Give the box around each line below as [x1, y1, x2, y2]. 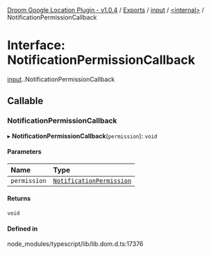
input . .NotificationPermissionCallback [7, 75, 115, 83]
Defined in [7, 225, 38, 233]
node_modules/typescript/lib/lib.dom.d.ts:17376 [7, 240, 144, 248]
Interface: [7, 37, 66, 53]
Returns [7, 194, 31, 203]
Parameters [7, 148, 42, 156]
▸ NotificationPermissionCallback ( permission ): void [7, 132, 158, 140]
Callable [7, 95, 44, 107]
